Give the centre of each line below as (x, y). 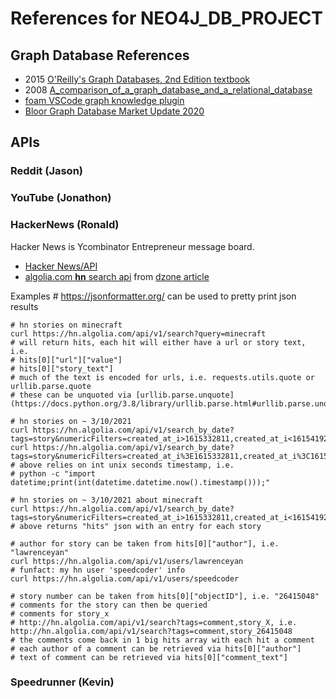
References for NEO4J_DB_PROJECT (166, 18)
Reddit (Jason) (46, 171)
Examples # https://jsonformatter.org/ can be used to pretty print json (153, 296)
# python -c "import (53, 473)
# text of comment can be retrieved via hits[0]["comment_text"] (149, 657)
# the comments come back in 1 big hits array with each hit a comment (162, 640)
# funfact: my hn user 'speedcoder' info (98, 570)
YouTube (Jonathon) (61, 198)
